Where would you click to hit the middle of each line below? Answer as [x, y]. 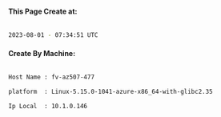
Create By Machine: [42, 53]
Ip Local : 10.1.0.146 [48, 107]
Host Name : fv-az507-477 [51, 77]
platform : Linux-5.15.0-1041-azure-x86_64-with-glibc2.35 [111, 92]
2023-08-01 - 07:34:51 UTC [53, 35]
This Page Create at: [43, 11]
